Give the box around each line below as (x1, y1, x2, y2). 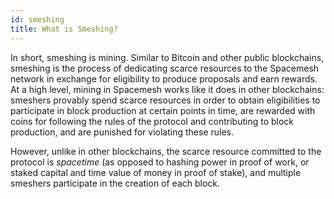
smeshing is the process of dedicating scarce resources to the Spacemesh (10, 62, 320, 74)
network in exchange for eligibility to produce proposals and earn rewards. (10, 72, 318, 85)
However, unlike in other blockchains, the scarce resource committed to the (10, 145, 322, 157)
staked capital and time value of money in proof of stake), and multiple (10, 166, 302, 178)
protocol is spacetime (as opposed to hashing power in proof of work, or (10, 156, 310, 168)
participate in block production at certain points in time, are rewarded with (10, 104, 316, 116)
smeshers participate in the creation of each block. (10, 177, 221, 189)
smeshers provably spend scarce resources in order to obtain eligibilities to (10, 94, 321, 106)
